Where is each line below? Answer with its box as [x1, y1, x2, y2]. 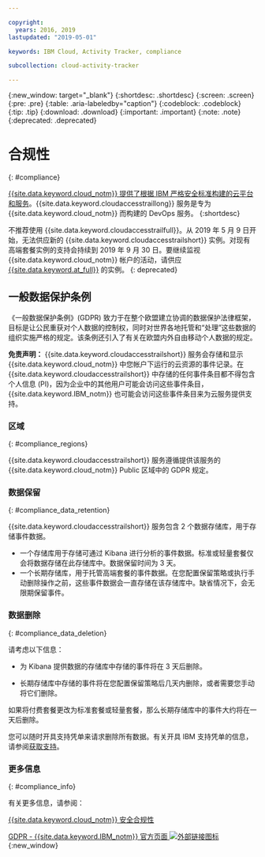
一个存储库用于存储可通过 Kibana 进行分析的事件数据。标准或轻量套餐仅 [19, 548, 254, 558]
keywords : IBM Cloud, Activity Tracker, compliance [8, 47, 181, 55]
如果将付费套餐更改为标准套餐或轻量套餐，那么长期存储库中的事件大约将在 [8, 705, 250, 715]
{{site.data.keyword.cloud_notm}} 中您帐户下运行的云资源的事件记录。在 [8, 359, 244, 369]
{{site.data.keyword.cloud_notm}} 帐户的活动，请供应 [8, 255, 182, 265]
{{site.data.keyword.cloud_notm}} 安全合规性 [8, 815, 155, 825]
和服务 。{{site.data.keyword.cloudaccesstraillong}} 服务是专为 [8, 199, 211, 208]
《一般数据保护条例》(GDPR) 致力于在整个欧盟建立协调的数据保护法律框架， [8, 313, 256, 322]
